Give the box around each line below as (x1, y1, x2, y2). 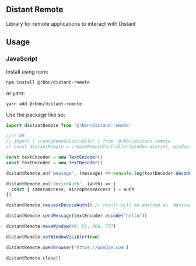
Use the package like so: (6, 111, 65, 118)
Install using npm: (6, 68, 48, 75)
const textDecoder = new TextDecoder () (6, 160, 103, 165)
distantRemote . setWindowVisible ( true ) (6, 234, 100, 240)
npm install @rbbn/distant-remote (6, 79, 90, 85)
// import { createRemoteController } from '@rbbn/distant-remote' (6, 139, 174, 144)
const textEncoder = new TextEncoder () (6, 154, 103, 160)
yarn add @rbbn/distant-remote (6, 101, 82, 107)
